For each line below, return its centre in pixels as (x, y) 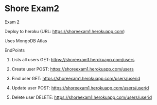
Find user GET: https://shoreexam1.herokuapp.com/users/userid (76, 78)
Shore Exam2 (32, 9)
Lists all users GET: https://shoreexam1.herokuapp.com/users (73, 59)
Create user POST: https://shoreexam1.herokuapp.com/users (73, 69)
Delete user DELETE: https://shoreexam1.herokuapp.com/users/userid (82, 97)
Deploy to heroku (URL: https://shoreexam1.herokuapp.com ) (65, 31)
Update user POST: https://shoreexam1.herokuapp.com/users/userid (80, 87)
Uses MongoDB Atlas (26, 41)
